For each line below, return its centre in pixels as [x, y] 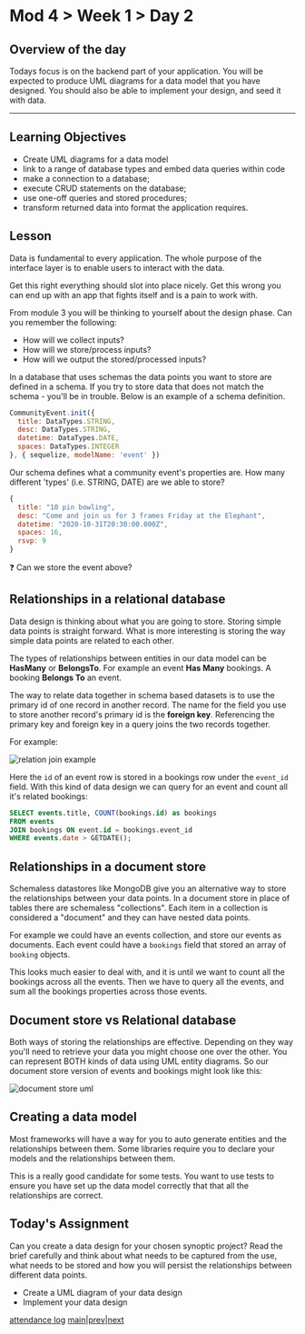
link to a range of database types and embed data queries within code [154, 168]
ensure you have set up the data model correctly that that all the [129, 1185]
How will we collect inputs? [73, 340]
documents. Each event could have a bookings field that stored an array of [148, 945]
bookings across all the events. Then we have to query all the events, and [147, 982]
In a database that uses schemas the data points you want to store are [141, 376]
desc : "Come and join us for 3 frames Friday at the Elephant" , [142, 516]
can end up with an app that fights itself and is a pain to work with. [134, 295]
